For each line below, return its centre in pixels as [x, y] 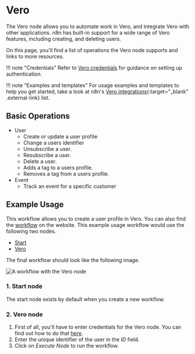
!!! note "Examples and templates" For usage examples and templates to [93, 85]
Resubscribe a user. [47, 155]
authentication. [24, 74]
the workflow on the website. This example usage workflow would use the [95, 225]
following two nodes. [31, 231]
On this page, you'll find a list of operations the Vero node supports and [92, 50]
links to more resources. [35, 56]
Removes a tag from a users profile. [66, 174]
